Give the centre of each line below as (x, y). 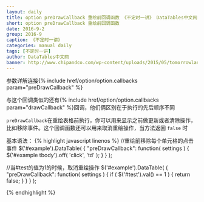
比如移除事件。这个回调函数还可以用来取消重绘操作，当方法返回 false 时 (97, 128)
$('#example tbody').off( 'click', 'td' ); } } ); (59, 155)
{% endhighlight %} (31, 192)
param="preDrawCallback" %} (45, 87)
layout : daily (24, 12)
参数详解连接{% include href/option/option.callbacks (72, 80)
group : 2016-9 (24, 34)
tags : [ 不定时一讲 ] (29, 51)
